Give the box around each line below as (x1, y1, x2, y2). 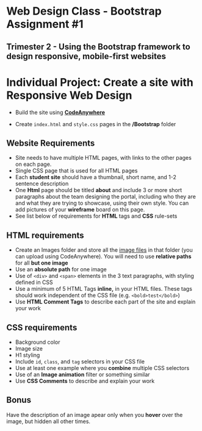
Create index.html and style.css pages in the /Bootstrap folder (15, 120, 176, 127)
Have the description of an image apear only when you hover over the (6, 411, 183, 418)
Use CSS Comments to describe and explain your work (15, 377, 155, 385)
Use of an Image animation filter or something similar (15, 371, 151, 378)
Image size (15, 344, 43, 352)
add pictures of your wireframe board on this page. (15, 206, 145, 213)
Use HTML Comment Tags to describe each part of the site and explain (15, 298, 196, 305)
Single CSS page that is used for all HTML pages (15, 167, 138, 174)
